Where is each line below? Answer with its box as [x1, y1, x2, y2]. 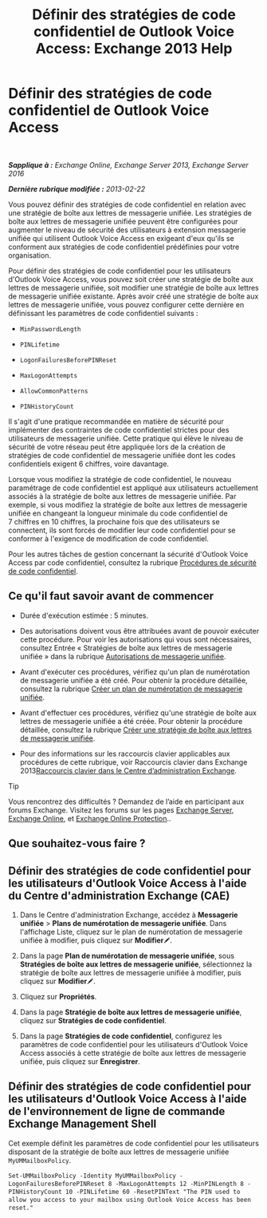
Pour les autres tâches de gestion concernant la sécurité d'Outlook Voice [8, 549, 249, 559]
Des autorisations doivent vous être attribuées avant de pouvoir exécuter [19, 626, 260, 635]
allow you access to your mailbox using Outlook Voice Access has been [8, 1196, 251, 1204]
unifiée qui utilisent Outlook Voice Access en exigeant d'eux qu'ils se [8, 233, 235, 243]
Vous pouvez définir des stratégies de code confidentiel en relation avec [8, 200, 247, 209]
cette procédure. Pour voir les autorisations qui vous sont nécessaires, [19, 635, 253, 644]
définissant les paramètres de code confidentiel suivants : [8, 308, 198, 318]
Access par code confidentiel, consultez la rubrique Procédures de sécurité [8, 557, 257, 567]
